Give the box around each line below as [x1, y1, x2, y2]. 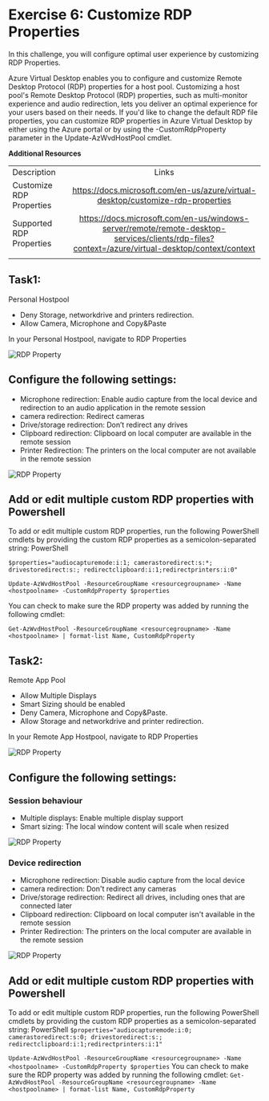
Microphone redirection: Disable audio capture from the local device [19, 876, 246, 885]
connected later [19, 901, 73, 911]
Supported [12, 217, 53, 229]
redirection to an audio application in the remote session [19, 403, 206, 412]
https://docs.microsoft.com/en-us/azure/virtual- [71, 185, 256, 196]
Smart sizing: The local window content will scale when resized [19, 821, 230, 831]
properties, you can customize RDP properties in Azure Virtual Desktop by [8, 116, 253, 125]
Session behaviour [8, 794, 82, 806]
